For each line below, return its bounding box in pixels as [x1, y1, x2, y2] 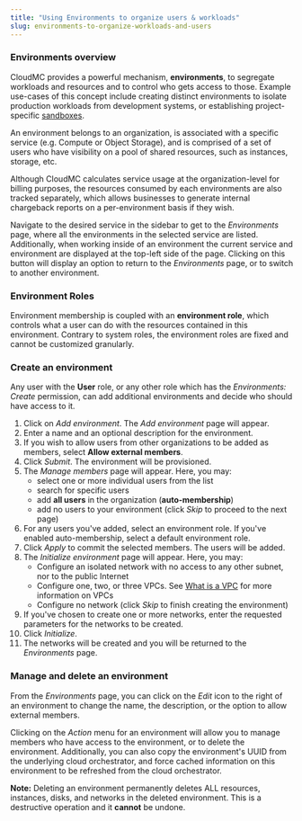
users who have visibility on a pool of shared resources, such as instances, [10, 146, 289, 157]
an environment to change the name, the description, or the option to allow [10, 700, 288, 710]
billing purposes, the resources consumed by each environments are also [10, 183, 282, 193]
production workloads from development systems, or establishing [10, 100, 254, 111]
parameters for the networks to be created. [22, 619, 183, 629]
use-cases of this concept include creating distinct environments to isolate [10, 91, 287, 102]
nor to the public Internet [36, 571, 129, 582]
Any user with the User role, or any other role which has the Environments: [10, 381, 287, 392]
